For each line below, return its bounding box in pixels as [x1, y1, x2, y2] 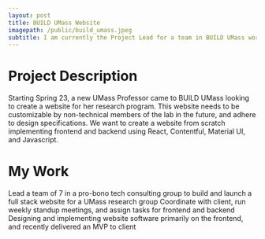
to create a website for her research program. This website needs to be [8, 101, 240, 111]
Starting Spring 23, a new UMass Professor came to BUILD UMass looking [8, 94, 250, 103]
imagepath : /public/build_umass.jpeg [8, 26, 132, 34]
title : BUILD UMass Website [8, 19, 101, 27]
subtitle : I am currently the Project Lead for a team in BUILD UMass [8, 33, 245, 42]
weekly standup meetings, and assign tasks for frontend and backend [8, 205, 235, 215]
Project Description [8, 68, 138, 85]
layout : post [8, 11, 51, 20]
